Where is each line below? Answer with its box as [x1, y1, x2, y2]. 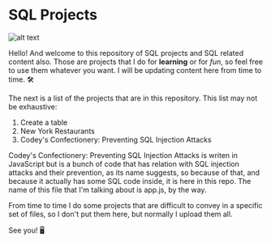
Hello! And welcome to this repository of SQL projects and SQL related [8, 48, 244, 58]
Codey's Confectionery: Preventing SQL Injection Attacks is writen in [8, 150, 238, 160]
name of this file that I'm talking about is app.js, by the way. [8, 185, 207, 194]
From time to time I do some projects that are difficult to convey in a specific [8, 200, 263, 210]
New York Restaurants [19, 126, 95, 135]
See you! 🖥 [8, 225, 45, 235]
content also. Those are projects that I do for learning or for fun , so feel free [8, 57, 264, 66]
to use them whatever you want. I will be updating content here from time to [8, 65, 262, 75]
